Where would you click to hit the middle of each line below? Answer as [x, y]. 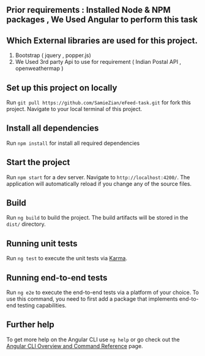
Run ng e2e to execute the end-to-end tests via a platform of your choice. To [103, 292]
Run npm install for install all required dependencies [73, 143]
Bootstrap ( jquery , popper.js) [53, 55]
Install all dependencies [53, 128]
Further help [31, 325]
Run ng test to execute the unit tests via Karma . [67, 258]
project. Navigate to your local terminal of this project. [74, 109]
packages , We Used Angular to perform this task [102, 20]
